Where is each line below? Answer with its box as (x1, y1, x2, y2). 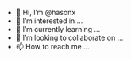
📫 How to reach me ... (15, 42, 90, 51)
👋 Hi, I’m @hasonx (15, 8, 76, 17)
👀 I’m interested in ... (15, 16, 83, 26)
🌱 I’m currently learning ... (15, 25, 101, 33)
